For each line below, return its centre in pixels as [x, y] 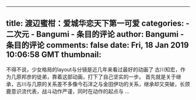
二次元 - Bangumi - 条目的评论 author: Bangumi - [95, 35]
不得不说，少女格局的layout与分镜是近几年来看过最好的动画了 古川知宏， [93, 69]
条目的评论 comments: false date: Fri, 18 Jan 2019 [97, 45]
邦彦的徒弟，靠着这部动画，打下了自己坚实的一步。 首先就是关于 [99, 77]
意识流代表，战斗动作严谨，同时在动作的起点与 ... [70, 91]
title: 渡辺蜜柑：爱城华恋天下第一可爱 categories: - [98, 24]
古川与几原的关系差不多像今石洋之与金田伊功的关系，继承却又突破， [98, 84]
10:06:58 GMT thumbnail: [54, 55]
